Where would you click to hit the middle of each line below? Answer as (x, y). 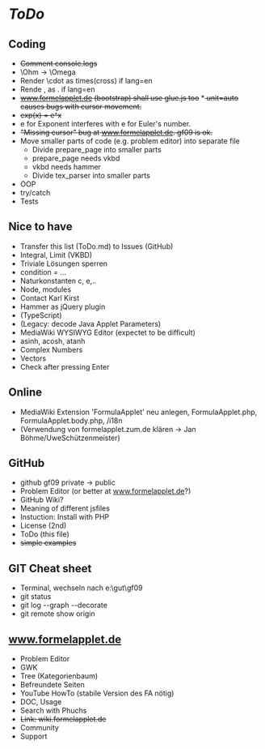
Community (39, 728)
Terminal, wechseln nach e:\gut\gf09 (81, 588)
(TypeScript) (41, 315)
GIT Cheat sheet (50, 568)
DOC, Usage (41, 702)
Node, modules (45, 289)
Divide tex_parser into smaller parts (91, 175)
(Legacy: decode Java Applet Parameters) (90, 323)
